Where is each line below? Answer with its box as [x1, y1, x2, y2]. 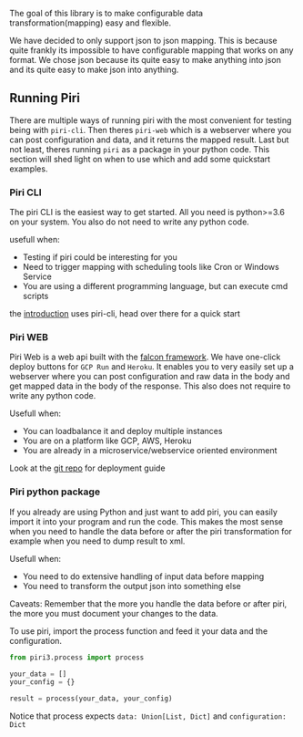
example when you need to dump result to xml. [9, 535, 186, 546]
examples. [9, 163, 48, 174]
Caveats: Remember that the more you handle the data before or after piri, [9, 597, 288, 609]
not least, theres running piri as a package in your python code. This [9, 143, 270, 154]
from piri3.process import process [9, 652, 145, 662]
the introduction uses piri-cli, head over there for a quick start [9, 308, 241, 319]
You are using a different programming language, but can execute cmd [22, 281, 288, 292]
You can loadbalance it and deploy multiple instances [22, 426, 223, 437]
